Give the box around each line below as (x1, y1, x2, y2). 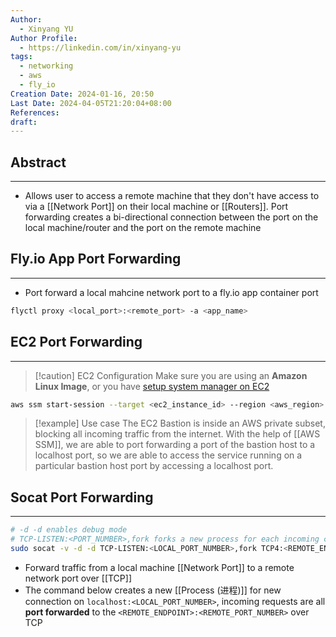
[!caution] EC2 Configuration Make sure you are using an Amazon (34, 369, 308, 381)
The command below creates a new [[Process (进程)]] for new (24, 584, 282, 596)
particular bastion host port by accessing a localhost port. (34, 460, 274, 472)
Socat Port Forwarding (10, 489, 154, 506)
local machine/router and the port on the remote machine (24, 222, 262, 234)
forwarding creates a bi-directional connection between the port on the (24, 211, 319, 223)
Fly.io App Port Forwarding (10, 251, 182, 268)
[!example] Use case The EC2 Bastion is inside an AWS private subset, (34, 417, 326, 430)
